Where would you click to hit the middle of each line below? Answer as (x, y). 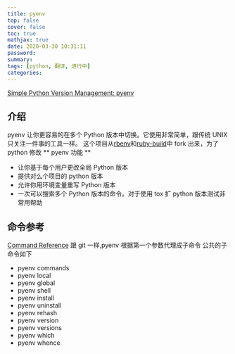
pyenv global (36, 283)
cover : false (26, 27)
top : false (23, 20)
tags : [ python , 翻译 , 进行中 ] (49, 66)
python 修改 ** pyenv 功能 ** (49, 153)
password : (22, 53)
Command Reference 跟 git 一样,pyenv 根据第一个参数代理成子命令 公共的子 (117, 245)
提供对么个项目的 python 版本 (60, 176)
